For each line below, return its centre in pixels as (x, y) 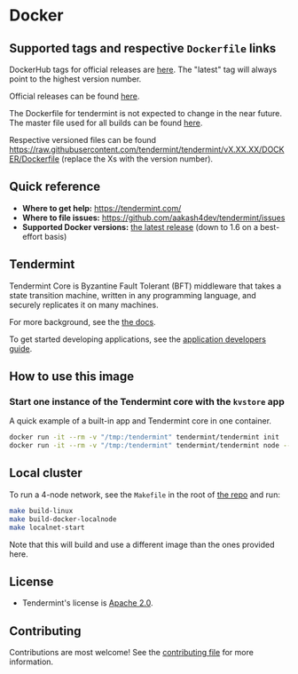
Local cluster (46, 473)
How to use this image (72, 377)
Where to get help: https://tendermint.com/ (102, 208)
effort (32, 236)
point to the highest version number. (75, 79)
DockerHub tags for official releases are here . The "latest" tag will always (143, 69)
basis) (55, 236)
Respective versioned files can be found (83, 140)
